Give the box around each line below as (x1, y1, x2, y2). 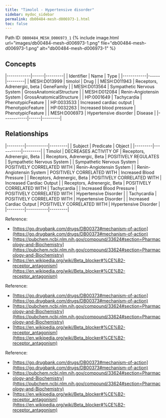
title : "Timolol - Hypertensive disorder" (5, 7, 94, 12)
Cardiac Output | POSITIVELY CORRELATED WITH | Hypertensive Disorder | (5, 201, 161, 207)
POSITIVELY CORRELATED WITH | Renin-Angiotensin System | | (5, 164, 136, 170)
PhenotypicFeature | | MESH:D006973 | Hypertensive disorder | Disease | (5, 110, 156, 116)
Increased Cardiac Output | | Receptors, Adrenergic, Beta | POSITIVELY (5, 180, 151, 186)
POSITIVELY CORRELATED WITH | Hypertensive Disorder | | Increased (5, 196, 150, 202)
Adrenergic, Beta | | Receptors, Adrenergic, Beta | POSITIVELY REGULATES (5, 153, 160, 159)
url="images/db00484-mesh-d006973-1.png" (5, 40, 100, 46)
